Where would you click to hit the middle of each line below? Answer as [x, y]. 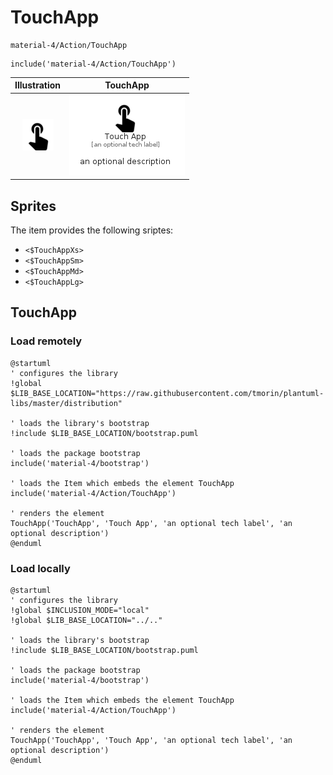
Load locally [40, 568]
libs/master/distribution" [66, 403]
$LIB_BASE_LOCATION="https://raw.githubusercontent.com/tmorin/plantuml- [167, 393]
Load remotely [46, 341]
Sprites [33, 206]
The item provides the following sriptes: [92, 230]
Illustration [38, 85]
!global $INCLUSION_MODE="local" [80, 610]
